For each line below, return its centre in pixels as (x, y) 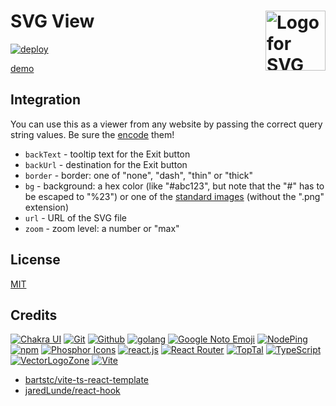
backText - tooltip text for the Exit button (107, 154)
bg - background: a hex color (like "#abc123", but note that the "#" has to (174, 186)
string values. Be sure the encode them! (92, 134)
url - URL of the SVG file (76, 217)
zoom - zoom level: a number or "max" (102, 228)
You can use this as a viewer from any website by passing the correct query (166, 124)
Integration (46, 100)
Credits (34, 315)
